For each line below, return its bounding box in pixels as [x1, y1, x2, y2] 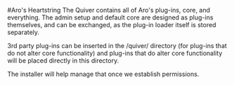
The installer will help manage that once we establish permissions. [7, 70, 200, 78]
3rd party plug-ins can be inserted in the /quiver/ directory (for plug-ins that [7, 42, 227, 49]
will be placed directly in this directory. [7, 56, 119, 65]
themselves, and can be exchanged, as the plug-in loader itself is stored [7, 21, 216, 29]
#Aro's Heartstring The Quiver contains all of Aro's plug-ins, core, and [7, 6, 211, 14]
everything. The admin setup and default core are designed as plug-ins [7, 13, 214, 22]
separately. [7, 28, 40, 36]
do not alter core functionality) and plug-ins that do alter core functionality [7, 49, 223, 57]
